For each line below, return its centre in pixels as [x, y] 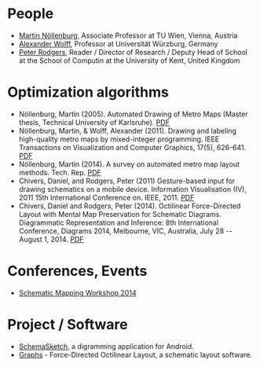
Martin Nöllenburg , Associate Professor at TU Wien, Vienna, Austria [128, 35]
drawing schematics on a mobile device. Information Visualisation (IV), [132, 189]
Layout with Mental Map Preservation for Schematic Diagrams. [120, 214]
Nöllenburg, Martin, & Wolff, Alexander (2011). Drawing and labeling [128, 130]
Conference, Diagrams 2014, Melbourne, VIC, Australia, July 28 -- [125, 231]
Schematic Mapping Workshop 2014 [77, 292]
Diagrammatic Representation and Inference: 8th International [119, 222]
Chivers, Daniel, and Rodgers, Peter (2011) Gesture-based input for [127, 181]
